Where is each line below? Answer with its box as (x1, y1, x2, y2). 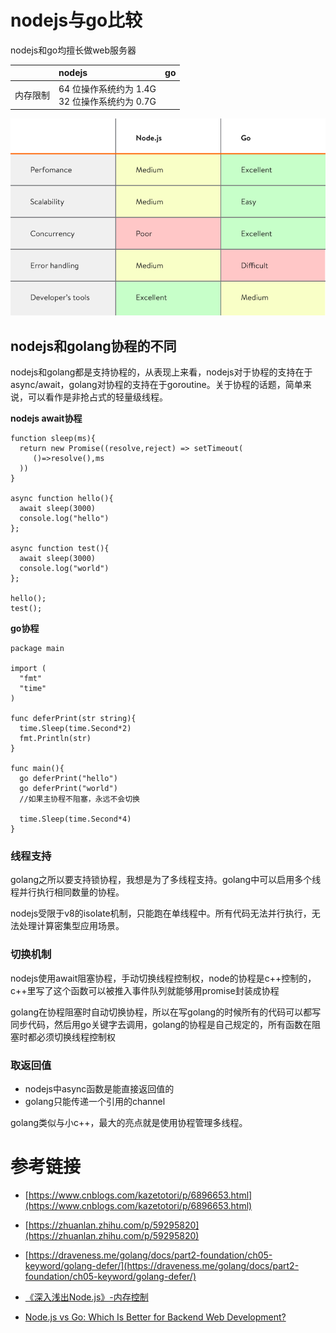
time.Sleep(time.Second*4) (19, 814, 132, 824)
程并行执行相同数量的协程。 (10, 886, 125, 898)
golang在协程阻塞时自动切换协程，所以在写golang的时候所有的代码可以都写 (10, 1006, 322, 1018)
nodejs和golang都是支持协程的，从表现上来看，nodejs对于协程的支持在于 (10, 366, 313, 378)
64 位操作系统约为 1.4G (58, 82, 157, 95)
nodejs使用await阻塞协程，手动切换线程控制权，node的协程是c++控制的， (10, 972, 317, 984)
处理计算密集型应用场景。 (18, 920, 125, 932)
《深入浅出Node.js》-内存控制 (24, 1291, 149, 1303)
